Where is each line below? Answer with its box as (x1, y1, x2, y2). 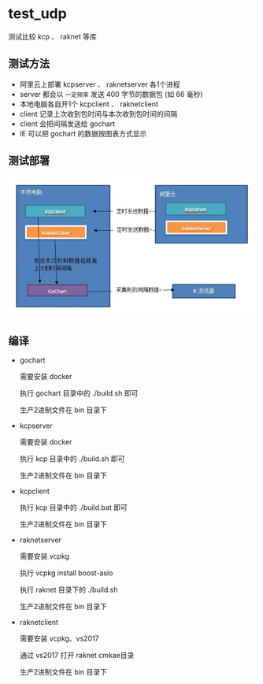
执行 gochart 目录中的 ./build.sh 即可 (19, 388, 139, 398)
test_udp (8, 5, 67, 23)
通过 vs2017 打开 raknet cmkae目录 (19, 650, 135, 660)
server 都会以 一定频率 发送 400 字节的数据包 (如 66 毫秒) (19, 89, 203, 99)
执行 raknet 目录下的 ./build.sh (19, 585, 118, 594)
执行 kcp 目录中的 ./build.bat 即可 (19, 502, 128, 512)
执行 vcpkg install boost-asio (19, 568, 113, 578)
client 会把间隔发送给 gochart (19, 119, 116, 128)
